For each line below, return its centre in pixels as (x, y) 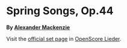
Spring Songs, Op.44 (60, 11)
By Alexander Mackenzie (38, 27)
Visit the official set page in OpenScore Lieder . (64, 39)
